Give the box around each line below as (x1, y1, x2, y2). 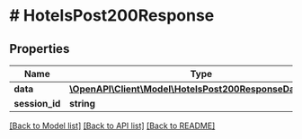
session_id (13, 98, 61, 109)
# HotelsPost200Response (9, 5, 215, 26)
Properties (9, 41, 70, 56)
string (68, 98, 96, 109)
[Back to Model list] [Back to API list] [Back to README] (9, 120, 216, 131)
